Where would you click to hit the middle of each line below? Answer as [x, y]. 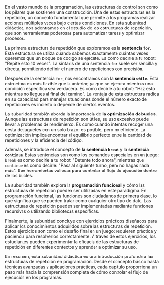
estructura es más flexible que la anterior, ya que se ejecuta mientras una [79, 84]
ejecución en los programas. [34, 277]
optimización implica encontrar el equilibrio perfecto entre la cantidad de [78, 135]
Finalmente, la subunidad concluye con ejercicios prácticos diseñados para [81, 221]
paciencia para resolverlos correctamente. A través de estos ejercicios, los [80, 236]
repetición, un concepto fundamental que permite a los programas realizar [80, 17]
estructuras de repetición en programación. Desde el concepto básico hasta [82, 262]
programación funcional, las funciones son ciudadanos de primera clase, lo [81, 196]
